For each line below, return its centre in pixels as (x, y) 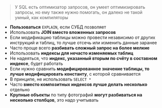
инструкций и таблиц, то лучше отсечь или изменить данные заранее (83, 43)
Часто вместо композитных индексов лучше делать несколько (79, 84)
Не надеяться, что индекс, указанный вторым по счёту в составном (83, 58)
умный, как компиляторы (41, 17)
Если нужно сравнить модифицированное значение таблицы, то (80, 69)
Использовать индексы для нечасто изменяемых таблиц (72, 53)
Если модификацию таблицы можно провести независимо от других (82, 37)
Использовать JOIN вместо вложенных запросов (63, 32)
